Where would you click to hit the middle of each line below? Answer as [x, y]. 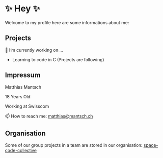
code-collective [21, 151]
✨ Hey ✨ [23, 9]
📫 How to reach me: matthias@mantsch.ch [49, 116]
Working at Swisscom [27, 106]
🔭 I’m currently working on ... [34, 50]
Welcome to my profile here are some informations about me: [67, 22]
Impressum [23, 75]
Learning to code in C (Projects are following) [58, 59]
